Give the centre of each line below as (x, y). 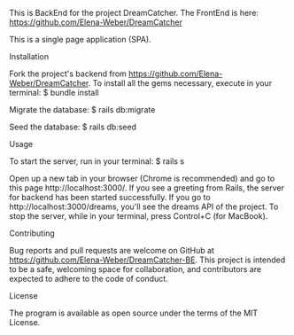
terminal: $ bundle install (54, 93)
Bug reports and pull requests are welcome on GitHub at (112, 250)
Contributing (32, 233)
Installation (29, 56)
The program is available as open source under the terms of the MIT (134, 313)
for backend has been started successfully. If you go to (110, 197)
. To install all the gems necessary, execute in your (180, 83)
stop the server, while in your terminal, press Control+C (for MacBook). (139, 216)
